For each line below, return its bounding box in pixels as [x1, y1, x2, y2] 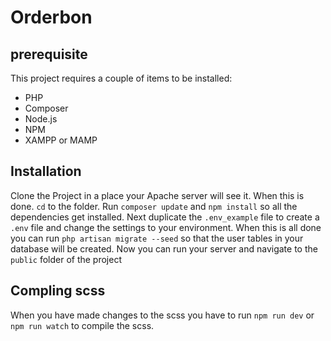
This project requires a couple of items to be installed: [10, 72, 233, 84]
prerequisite [10, 46, 88, 63]
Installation [10, 163, 82, 180]
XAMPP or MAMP [24, 134, 98, 146]
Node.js [24, 113, 58, 125]
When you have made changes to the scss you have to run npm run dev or [10, 309, 315, 321]
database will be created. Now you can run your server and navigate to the [10, 242, 318, 255]
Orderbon [10, 6, 93, 29]
